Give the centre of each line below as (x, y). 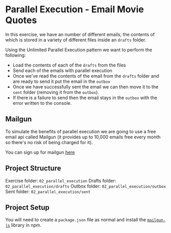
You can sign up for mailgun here (40, 152)
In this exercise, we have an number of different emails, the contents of (80, 34)
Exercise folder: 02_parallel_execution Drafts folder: (61, 180)
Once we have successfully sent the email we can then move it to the (86, 87)
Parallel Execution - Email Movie (75, 9)
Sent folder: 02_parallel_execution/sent (48, 191)
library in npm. (26, 225)
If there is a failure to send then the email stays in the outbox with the (85, 98)
